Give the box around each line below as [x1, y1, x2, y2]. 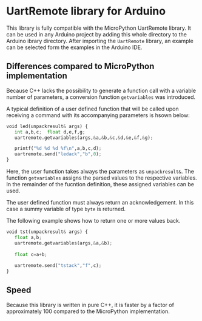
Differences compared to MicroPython [6, 61, 155, 72]
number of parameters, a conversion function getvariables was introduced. [6, 93, 196, 101]
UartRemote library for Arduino [6, 4, 166, 18]
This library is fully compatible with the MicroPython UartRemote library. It [6, 24, 191, 32]
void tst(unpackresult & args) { [6, 229, 88, 235]
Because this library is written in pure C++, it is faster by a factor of [6, 301, 175, 308]
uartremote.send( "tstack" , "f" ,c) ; [14, 263, 102, 269]
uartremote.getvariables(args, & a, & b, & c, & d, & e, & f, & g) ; [14, 135, 153, 141]
